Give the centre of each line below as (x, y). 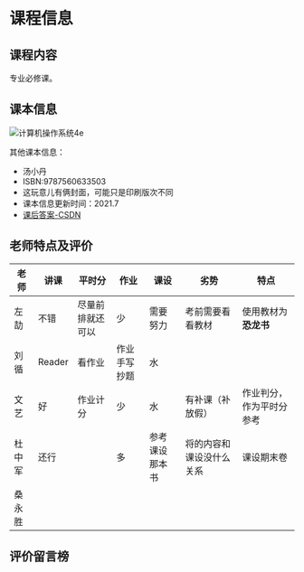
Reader (53, 361)
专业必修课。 (33, 78)
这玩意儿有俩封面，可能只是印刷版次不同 (98, 192)
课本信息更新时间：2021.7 (71, 203)
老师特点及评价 (51, 246)
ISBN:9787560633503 (64, 181)
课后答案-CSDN (52, 214)
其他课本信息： (37, 152)
